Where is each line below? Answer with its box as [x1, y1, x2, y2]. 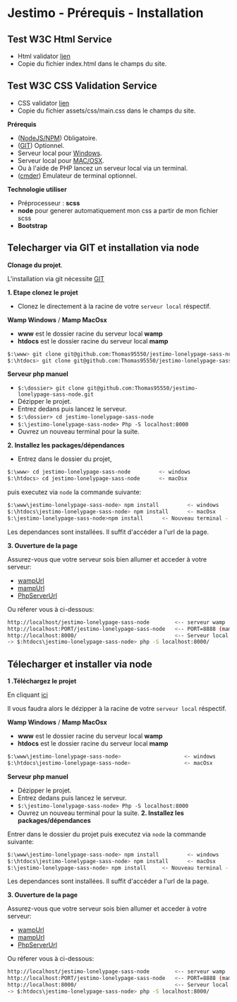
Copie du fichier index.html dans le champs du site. [17, 59, 167, 68]
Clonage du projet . [7, 261, 63, 269]
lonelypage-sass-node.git [17, 391, 94, 398]
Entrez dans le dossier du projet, [17, 455, 112, 463]
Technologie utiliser [7, 185, 67, 193]
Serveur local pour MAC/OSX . [17, 156, 104, 164]
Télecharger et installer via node [7, 658, 153, 670]
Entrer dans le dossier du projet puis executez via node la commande [7, 830, 207, 838]
